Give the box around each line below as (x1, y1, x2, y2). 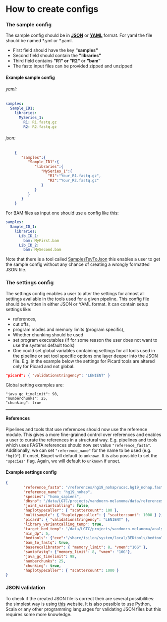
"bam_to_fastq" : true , (23, 540, 70, 545)
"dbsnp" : (23, 498, 42, 504)
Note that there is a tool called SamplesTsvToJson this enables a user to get (5, 256, 161, 262)
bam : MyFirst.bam (23, 238, 59, 243)
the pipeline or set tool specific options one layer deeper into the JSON (12, 353, 158, 359)
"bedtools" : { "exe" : (23, 536, 66, 541)
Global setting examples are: (5, 382, 64, 388)
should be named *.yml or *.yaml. (5, 38, 73, 44)
